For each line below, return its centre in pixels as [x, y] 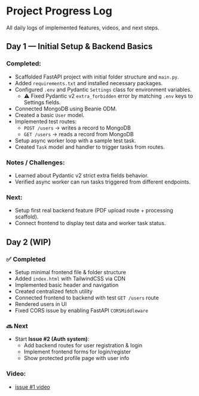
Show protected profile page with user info [76, 358]
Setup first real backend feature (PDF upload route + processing [94, 211]
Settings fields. [42, 102]
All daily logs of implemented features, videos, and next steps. [83, 28]
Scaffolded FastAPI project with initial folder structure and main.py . [97, 77]
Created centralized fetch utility [53, 291]
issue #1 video [33, 387]
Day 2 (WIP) [29, 242]
